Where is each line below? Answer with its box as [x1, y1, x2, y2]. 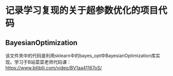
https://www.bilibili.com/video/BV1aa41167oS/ [5, 65, 102, 71]
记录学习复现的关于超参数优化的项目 [5, 5, 159, 16]
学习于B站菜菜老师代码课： [14, 59, 72, 65]
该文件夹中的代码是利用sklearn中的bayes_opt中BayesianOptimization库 [5, 52, 156, 59]
